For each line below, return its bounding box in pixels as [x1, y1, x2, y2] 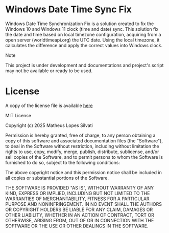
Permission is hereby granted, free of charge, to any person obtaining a [5, 132, 156, 138]
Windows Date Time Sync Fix [5, 4, 132, 15]
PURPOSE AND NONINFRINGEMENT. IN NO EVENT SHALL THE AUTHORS [5, 201, 162, 207]
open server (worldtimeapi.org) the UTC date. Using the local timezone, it [5, 37, 160, 43]
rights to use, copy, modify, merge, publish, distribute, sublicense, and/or [5, 149, 159, 155]
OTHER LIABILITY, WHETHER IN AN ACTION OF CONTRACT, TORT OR [5, 211, 154, 218]
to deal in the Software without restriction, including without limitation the [5, 143, 159, 149]
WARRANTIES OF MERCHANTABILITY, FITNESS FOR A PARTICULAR [5, 196, 150, 202]
